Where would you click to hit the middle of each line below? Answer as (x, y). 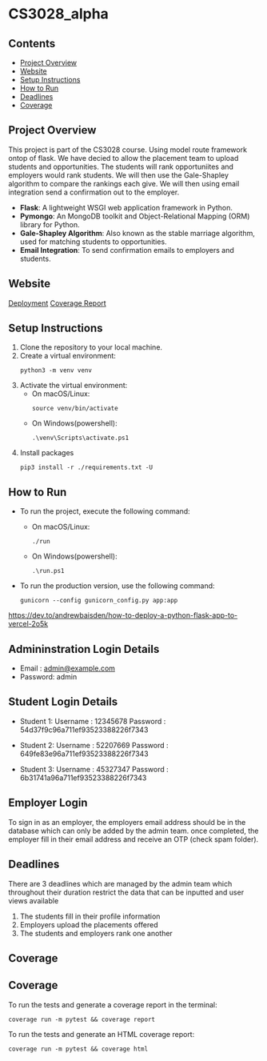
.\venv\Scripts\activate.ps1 (80, 438)
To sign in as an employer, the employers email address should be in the (127, 822)
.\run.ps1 (48, 571)
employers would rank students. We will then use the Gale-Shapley (119, 175)
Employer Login (48, 803)
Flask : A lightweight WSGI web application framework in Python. (126, 207)
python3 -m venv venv (56, 370)
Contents (32, 44)
